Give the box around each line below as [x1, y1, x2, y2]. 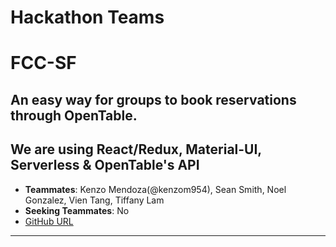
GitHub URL [24, 215, 74, 227]
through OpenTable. [10, 107, 138, 124]
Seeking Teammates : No [24, 204, 130, 216]
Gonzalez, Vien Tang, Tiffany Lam [24, 194, 165, 206]
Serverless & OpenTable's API [10, 157, 200, 174]
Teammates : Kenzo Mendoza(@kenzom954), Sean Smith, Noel [24, 183, 287, 195]
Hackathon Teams [10, 6, 165, 29]
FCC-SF [10, 52, 77, 75]
